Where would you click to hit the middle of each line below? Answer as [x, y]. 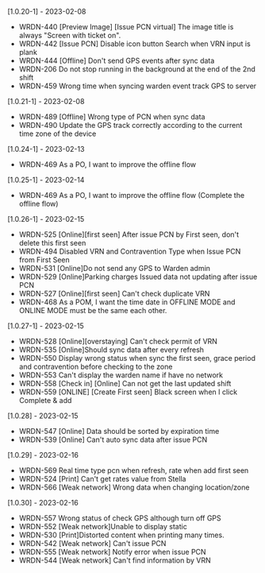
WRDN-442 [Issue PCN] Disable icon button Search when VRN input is [134, 44]
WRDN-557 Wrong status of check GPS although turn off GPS [120, 518]
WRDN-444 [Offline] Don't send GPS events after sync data [117, 60]
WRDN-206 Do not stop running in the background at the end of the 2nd [137, 69]
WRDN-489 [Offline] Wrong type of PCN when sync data [112, 117]
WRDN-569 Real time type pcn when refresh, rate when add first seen [134, 470]
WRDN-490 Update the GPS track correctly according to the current [131, 125]
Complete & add [45, 400]
